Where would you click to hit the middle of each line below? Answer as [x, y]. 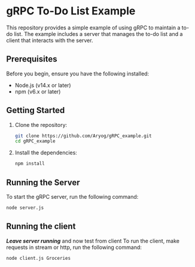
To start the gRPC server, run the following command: [72, 197]
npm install [30, 164]
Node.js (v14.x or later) [43, 85]
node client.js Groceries [38, 258]
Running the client [41, 227]
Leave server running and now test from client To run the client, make [93, 241]
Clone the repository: [41, 125]
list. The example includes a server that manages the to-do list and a [98, 34]
